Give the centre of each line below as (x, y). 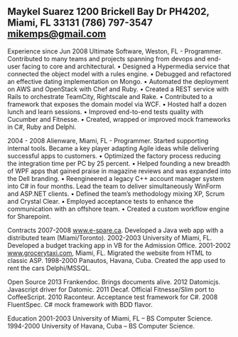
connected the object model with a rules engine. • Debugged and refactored (119, 73)
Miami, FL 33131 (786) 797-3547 (80, 23)
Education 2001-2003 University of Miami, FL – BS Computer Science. (110, 318)
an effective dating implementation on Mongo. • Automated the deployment (118, 81)
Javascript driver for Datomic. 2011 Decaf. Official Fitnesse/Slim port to (111, 289)
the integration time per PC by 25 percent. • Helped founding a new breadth (119, 163)
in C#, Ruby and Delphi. (42, 127)
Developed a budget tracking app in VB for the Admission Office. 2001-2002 (119, 245)
